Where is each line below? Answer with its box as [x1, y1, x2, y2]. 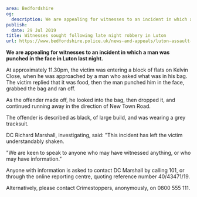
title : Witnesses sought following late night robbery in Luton [6, 33, 167, 39]
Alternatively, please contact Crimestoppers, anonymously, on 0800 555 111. [6, 185, 191, 192]
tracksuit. [6, 120, 29, 127]
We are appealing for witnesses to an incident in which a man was [6, 49, 170, 56]
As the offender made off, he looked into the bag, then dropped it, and [6, 97, 176, 104]
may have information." [6, 155, 62, 162]
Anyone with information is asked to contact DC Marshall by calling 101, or [6, 167, 185, 174]
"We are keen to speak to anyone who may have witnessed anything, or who [6, 150, 191, 157]
